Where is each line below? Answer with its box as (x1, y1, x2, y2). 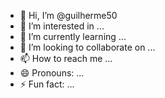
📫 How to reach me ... (19, 53, 113, 64)
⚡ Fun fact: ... (19, 78, 75, 90)
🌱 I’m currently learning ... (19, 31, 127, 42)
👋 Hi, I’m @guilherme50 (19, 10, 118, 21)
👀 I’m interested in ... (19, 20, 105, 32)
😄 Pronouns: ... (19, 67, 85, 79)
